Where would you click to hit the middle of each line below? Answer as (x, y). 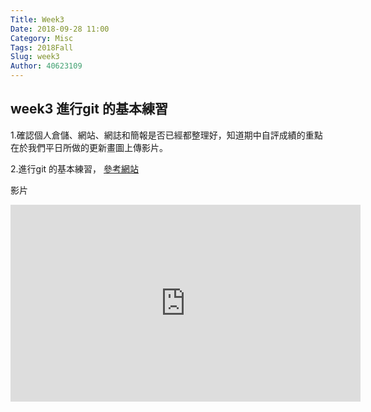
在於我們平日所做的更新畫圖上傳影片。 (89, 147)
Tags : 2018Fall (42, 47)
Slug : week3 (35, 57)
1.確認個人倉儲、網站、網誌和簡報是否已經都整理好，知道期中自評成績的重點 (166, 135)
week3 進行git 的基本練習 (89, 109)
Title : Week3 (37, 19)
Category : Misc (42, 38)
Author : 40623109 (46, 66)
